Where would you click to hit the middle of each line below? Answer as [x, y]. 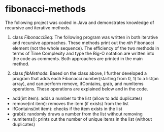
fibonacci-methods [46, 9]
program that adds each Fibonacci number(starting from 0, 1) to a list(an [85, 78]
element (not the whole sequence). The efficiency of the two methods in [85, 48]
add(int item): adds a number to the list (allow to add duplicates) [77, 98]
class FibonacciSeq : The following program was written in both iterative [85, 37]
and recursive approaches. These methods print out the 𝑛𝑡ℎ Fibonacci [83, 43]
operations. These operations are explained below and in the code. [80, 88]
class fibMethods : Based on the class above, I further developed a [79, 73]
